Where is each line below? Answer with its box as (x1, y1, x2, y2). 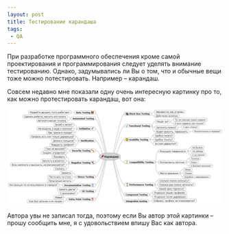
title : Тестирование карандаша (7, 18, 97, 25)
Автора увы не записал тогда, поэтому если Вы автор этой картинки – (7, 211, 214, 220)
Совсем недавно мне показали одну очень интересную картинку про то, (7, 88, 222, 96)
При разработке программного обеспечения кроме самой (7, 52, 180, 61)
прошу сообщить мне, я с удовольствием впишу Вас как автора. (7, 218, 197, 226)
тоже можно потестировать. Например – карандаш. (7, 74, 160, 82)
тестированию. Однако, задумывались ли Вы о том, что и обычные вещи (7, 67, 221, 75)
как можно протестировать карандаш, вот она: (7, 95, 146, 103)
